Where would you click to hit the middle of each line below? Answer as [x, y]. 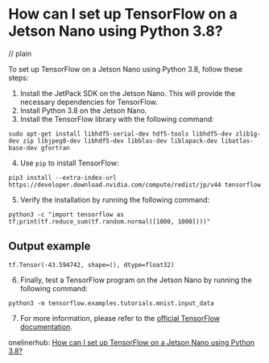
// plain [20, 53]
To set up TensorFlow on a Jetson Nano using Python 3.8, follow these [126, 69]
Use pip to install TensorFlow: [69, 163]
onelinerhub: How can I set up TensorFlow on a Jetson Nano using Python [132, 342]
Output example [50, 246]
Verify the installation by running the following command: [115, 199]
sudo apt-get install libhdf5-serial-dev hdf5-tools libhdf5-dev [120, 134]
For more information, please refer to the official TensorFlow [120, 318]
